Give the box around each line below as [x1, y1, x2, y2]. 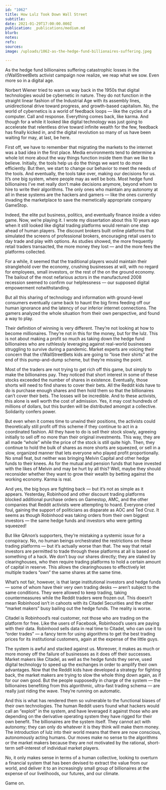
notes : [5, 35, 19, 40]
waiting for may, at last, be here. [5, 135, 71, 141]
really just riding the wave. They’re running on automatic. [5, 688, 121, 694]
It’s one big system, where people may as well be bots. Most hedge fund [5, 176, 153, 182]
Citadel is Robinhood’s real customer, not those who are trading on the [5, 615, 149, 621]
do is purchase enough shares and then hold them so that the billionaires [5, 387, 154, 393]
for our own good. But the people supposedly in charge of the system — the [5, 677, 161, 683]
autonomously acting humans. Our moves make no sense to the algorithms [5, 734, 158, 740]
